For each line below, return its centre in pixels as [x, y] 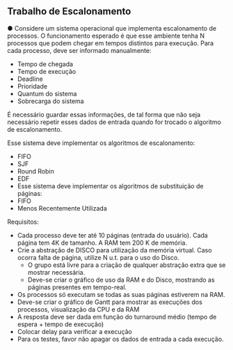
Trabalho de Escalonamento [69, 12]
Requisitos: [23, 222]
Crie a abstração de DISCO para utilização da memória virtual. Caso [114, 250]
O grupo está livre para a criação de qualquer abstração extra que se [127, 265]
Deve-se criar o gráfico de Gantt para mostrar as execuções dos [110, 302]
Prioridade [32, 86]
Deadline [30, 79]
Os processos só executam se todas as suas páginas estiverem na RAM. [121, 294]
